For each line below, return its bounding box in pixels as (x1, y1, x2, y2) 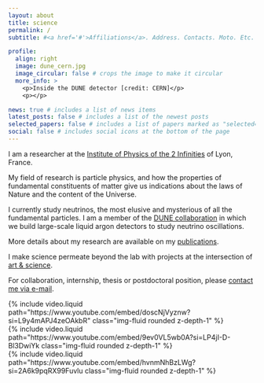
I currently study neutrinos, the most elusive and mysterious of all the (8, 204, 233, 214)
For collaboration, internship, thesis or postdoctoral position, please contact (8, 275, 254, 285)
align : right (15, 55, 58, 63)
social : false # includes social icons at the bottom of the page (8, 127, 230, 136)
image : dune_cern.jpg (15, 62, 86, 71)
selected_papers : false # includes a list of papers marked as (8, 120, 220, 128)
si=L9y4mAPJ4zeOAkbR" (8, 315, 91, 325)
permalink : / (8, 26, 51, 34)
